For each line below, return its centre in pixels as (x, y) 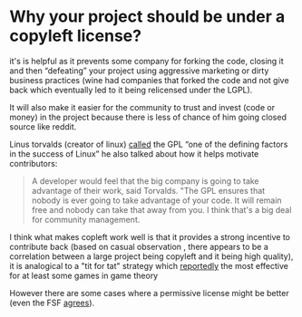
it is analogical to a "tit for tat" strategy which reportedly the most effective (149, 265)
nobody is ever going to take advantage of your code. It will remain (157, 200)
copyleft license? (76, 36)
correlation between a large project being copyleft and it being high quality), (151, 256)
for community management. (86, 219)
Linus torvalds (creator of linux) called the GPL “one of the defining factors (149, 144)
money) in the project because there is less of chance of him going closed (148, 117)
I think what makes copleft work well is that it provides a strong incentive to (150, 236)
